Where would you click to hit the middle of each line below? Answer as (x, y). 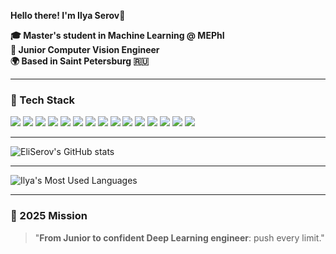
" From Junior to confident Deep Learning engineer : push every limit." (179, 237)
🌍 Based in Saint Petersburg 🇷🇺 (80, 61)
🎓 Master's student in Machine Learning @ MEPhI (117, 35)
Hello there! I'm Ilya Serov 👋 (68, 15)
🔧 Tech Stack (43, 100)
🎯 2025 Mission (49, 216)
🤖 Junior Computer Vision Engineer (85, 49)
